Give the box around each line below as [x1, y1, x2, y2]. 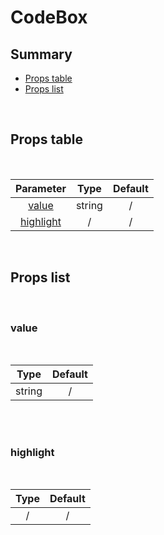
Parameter [15, 181, 67, 195]
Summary [10, 46, 73, 63]
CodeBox [10, 6, 88, 29]
